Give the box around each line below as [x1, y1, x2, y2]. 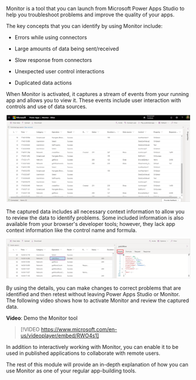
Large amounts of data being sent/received [14, 45, 119, 52]
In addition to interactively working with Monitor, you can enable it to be [6, 344, 178, 351]
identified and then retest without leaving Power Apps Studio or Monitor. [6, 291, 180, 298]
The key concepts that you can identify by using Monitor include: [6, 23, 163, 29]
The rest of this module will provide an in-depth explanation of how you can [6, 361, 188, 368]
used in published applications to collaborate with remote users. [6, 350, 161, 357]
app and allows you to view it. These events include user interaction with [6, 97, 181, 104]
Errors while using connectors [14, 34, 87, 40]
